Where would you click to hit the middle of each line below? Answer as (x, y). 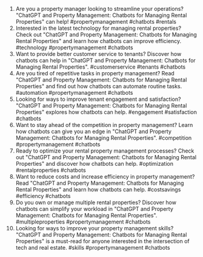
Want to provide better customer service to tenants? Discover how (98, 54)
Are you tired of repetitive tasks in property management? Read (95, 73)
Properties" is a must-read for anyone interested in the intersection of (102, 241)
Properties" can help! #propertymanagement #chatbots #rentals (96, 22)
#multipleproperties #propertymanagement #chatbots (83, 222)
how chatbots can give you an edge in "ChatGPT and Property (94, 131)
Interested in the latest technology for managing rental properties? (98, 28)
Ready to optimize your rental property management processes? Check (105, 151)
